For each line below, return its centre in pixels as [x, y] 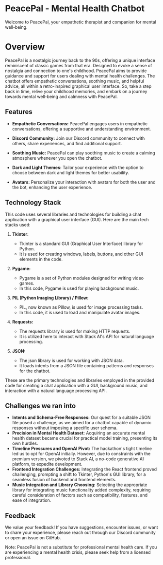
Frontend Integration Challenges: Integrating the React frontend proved [84, 469]
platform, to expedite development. [47, 464]
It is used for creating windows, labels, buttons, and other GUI [81, 254]
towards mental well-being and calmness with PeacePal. [61, 96]
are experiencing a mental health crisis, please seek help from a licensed [78, 552]
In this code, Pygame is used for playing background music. [79, 288]
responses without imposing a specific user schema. [65, 428]
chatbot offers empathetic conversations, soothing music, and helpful [74, 81]
